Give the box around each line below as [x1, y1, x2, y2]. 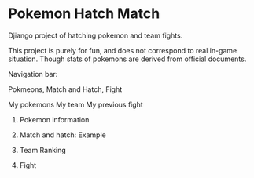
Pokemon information [19, 114, 90, 124]
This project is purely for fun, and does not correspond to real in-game [8, 45, 237, 55]
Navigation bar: [8, 69, 58, 78]
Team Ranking [19, 145, 67, 154]
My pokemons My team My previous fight [8, 100, 143, 109]
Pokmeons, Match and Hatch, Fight [8, 84, 123, 94]
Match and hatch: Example [19, 130, 106, 140]
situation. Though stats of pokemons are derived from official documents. [8, 54, 247, 64]
